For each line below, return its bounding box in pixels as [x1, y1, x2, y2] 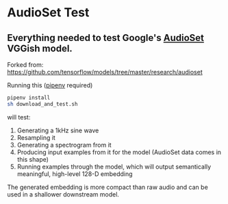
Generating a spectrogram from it [16, 141, 112, 149]
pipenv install [7, 94, 51, 101]
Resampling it [16, 133, 56, 141]
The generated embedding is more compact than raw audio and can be [7, 183, 209, 191]
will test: [7, 113, 31, 121]
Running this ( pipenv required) [7, 81, 93, 89]
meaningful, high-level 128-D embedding [16, 169, 133, 178]
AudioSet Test [7, 5, 90, 20]
